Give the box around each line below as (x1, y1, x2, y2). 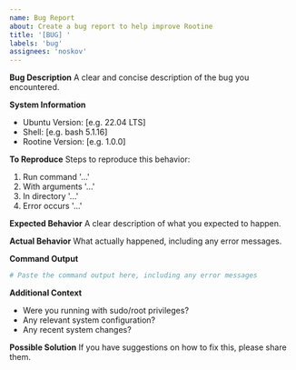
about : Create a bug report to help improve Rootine (9, 22, 213, 31)
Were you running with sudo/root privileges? (22, 305, 189, 315)
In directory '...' (22, 191, 79, 202)
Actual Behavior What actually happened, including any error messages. (9, 235, 282, 246)
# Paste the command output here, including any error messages (9, 271, 258, 280)
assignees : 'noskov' (9, 47, 88, 56)
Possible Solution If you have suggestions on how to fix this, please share (9, 342, 288, 353)
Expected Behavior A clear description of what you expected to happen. (9, 218, 281, 229)
